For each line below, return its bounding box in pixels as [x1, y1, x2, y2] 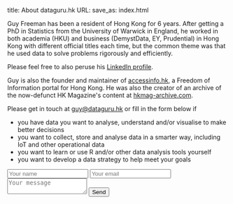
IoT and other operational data [17, 140, 105, 149]
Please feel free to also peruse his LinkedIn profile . [7, 63, 154, 71]
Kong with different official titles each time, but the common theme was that [7, 42, 226, 50]
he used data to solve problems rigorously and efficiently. [7, 49, 174, 57]
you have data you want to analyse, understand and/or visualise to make [17, 118, 227, 126]
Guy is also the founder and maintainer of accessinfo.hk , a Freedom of [7, 76, 211, 85]
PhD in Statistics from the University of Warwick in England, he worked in [7, 27, 218, 35]
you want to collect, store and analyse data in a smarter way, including [17, 133, 221, 141]
